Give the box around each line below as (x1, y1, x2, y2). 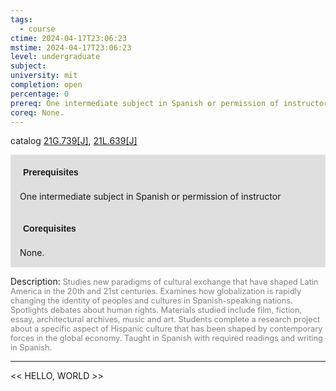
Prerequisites (23, 167, 79, 178)
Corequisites (23, 223, 77, 235)
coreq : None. (10, 107, 65, 118)
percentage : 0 (10, 89, 70, 99)
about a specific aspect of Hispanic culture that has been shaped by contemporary (10, 324, 323, 335)
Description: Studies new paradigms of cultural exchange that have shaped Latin (10, 276, 319, 288)
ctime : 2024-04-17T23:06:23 (10, 33, 128, 43)
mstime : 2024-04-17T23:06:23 (10, 42, 132, 53)
